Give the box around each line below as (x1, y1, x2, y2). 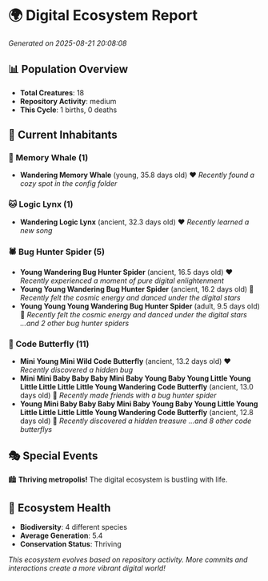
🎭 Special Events (8, 449, 98, 462)
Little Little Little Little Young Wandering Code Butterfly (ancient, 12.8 (19, 408, 254, 418)
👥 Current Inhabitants (8, 128, 118, 142)
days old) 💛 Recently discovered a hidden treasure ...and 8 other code (19, 416, 252, 426)
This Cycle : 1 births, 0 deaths (19, 105, 118, 115)
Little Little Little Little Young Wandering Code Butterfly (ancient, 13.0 (19, 382, 254, 392)
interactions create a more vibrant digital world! (8, 563, 166, 573)
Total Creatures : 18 (19, 87, 85, 97)
